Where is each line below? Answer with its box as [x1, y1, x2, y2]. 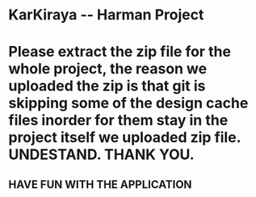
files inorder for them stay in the [8, 111, 229, 130]
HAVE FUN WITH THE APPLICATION [8, 178, 192, 191]
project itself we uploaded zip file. [8, 128, 241, 147]
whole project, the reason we [8, 60, 208, 78]
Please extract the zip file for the [8, 43, 232, 61]
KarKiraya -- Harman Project [8, 6, 204, 24]
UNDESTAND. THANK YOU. [8, 145, 195, 164]
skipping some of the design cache [8, 94, 249, 112]
